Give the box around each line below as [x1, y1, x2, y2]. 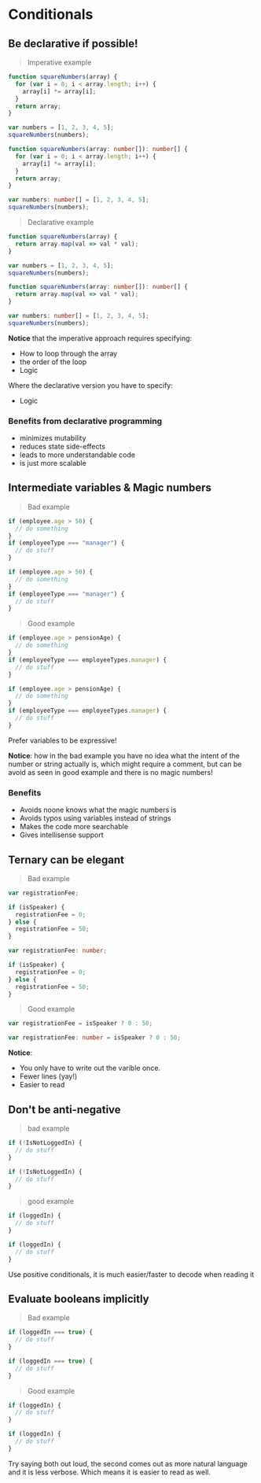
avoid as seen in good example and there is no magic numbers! [8, 767, 214, 777]
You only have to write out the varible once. [19, 1064, 161, 1073]
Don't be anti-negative [8, 1103, 121, 1116]
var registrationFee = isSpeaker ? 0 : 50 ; [8, 1020, 153, 1027]
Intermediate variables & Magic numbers [8, 481, 212, 495]
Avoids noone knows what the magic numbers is [19, 805, 177, 815]
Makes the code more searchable [19, 822, 128, 832]
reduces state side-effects [19, 442, 106, 452]
